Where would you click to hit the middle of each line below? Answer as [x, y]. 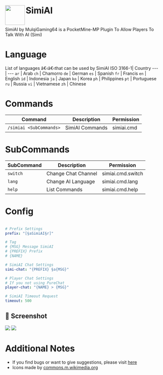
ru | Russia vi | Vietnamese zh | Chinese [46, 84]
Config [19, 211]
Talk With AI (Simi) [24, 34]
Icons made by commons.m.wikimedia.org [55, 367]
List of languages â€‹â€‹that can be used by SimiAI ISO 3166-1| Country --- [82, 68]
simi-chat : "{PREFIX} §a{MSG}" [37, 269]
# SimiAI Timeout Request [31, 296]
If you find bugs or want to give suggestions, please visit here [75, 362]
